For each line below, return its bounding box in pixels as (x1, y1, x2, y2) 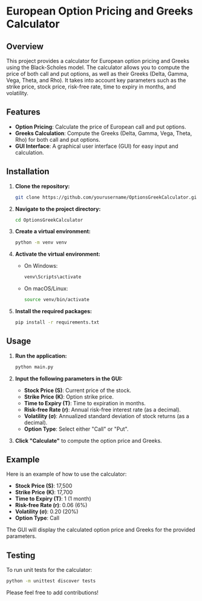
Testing (6, 550, 36, 560)
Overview (6, 41, 44, 51)
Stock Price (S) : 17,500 (15, 482, 73, 490)
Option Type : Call (15, 514, 59, 522)
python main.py (15, 364, 54, 370)
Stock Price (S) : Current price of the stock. (24, 387, 132, 394)
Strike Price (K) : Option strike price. (24, 393, 114, 400)
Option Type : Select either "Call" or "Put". (24, 425, 129, 433)
